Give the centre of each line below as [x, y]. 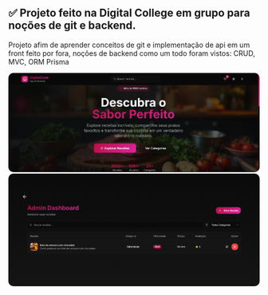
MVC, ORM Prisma [39, 61]
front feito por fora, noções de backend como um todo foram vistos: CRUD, [132, 53]
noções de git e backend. [72, 26]
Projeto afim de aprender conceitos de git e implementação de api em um [129, 45]
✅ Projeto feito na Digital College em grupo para [129, 13]
